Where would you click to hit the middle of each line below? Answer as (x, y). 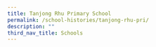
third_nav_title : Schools (45, 33)
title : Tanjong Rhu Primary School (59, 13)
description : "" (31, 26)
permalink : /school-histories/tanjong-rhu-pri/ (78, 20)
